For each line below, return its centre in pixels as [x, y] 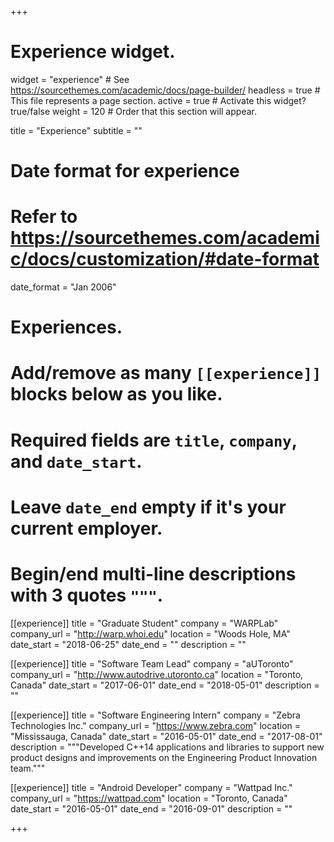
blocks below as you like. [116, 394]
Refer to [44, 217]
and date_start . [76, 461]
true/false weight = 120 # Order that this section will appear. [133, 111]
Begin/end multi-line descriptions [153, 574]
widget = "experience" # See [70, 79]
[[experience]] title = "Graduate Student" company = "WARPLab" [144, 623]
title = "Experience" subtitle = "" [76, 130]
